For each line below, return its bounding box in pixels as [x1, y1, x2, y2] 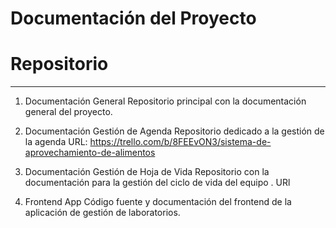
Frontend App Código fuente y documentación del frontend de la [24, 196, 292, 208]
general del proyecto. [24, 106, 113, 118]
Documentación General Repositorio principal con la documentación [24, 95, 307, 107]
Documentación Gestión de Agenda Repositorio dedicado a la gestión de [24, 125, 325, 137]
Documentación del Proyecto [10, 7, 257, 30]
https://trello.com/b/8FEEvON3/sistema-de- [89, 136, 272, 148]
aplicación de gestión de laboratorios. [24, 207, 181, 219]
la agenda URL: [24, 136, 88, 148]
